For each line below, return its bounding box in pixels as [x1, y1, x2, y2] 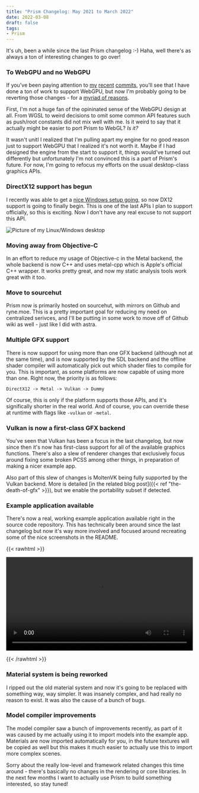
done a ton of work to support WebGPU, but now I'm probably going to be [6, 88, 187, 95]
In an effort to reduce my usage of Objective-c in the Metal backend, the [6, 255, 183, 262]
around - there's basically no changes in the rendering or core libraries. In [6, 767, 187, 775]
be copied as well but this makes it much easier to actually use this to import [6, 743, 192, 751]
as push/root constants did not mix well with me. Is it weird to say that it [6, 118, 181, 125]
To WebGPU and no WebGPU [6, 68, 91, 77]
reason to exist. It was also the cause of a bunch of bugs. [6, 696, 146, 703]
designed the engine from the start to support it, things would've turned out [6, 149, 191, 156]
